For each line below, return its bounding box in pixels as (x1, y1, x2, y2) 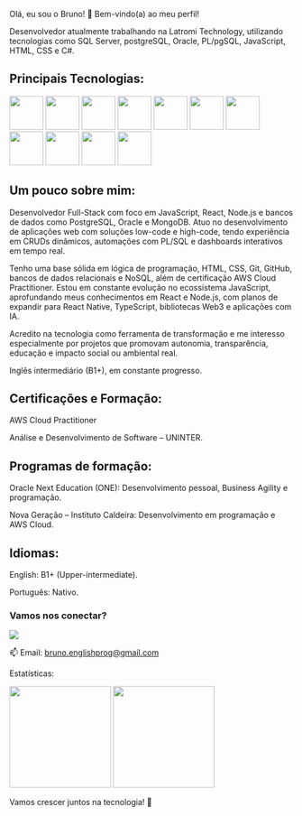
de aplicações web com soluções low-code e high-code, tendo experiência (9, 226, 290, 236)
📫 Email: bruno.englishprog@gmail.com (9, 647, 160, 658)
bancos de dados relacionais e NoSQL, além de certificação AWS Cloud (9, 272, 277, 283)
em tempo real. (9, 245, 66, 256)
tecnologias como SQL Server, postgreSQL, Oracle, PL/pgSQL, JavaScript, (9, 36, 286, 46)
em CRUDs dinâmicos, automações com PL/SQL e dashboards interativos (9, 236, 283, 246)
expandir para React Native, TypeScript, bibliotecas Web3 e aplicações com (9, 301, 292, 311)
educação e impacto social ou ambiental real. (9, 348, 178, 358)
